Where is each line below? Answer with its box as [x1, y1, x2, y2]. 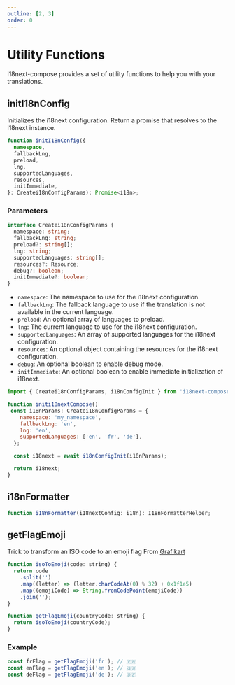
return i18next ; [13, 465, 61, 472]
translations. [7, 78, 43, 86]
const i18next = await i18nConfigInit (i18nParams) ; [13, 453, 168, 460]
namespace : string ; [13, 228, 71, 235]
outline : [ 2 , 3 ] [7, 10, 55, 17]
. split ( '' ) [20, 574, 52, 581]
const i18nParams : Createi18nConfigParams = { [10, 407, 149, 414]
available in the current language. [17, 308, 114, 316]
